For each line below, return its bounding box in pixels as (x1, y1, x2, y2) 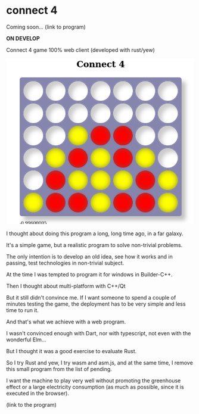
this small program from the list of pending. (6, 366, 112, 373)
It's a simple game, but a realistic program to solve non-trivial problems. (6, 242, 183, 249)
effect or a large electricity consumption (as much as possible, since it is (6, 384, 184, 391)
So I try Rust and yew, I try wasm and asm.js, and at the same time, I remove (6, 359, 194, 366)
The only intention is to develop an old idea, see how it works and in (6, 253, 173, 260)
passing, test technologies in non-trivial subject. (6, 260, 125, 267)
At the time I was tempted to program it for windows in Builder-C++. (6, 271, 173, 278)
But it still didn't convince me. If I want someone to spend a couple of (6, 294, 176, 301)
